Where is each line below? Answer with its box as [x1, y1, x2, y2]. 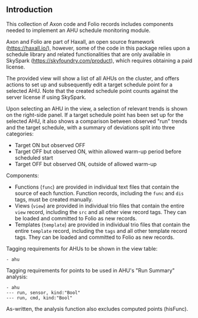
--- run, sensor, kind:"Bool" [6, 290, 81, 296]
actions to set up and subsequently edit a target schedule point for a [6, 81, 173, 88]
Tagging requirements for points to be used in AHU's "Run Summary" [6, 267, 176, 274]
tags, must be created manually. [14, 196, 93, 203]
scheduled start [14, 154, 53, 161]
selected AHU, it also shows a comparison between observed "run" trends [6, 118, 187, 125]
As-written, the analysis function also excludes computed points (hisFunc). [6, 305, 189, 312]
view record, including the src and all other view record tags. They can [14, 208, 187, 215]
